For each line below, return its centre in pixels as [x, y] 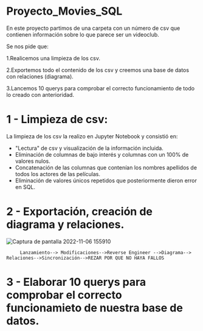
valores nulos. [33, 161]
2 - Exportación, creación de [80, 212]
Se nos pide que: [27, 46]
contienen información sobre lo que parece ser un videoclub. [83, 34]
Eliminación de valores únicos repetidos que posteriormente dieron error [106, 180]
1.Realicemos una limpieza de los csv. [53, 58]
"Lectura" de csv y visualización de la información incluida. [89, 148]
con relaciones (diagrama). [40, 76]
